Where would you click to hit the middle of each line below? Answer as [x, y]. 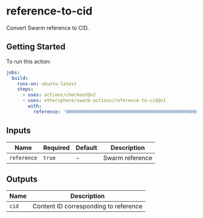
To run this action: [29, 61]
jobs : [13, 72]
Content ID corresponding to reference [88, 207]
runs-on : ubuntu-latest [47, 84]
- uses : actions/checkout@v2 [59, 95]
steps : [25, 89]
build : [20, 78]
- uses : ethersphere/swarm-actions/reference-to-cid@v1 [94, 101]
